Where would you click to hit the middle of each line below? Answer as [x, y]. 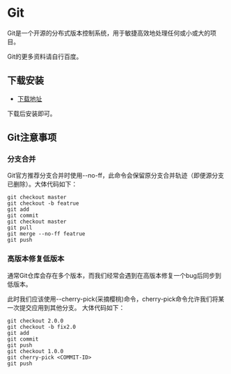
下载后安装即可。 [32, 114]
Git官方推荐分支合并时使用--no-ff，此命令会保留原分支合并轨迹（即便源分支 [116, 176]
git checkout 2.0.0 [35, 321]
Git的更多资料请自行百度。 [45, 56]
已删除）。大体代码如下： [42, 184]
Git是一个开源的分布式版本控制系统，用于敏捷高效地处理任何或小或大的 [109, 33]
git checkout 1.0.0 [35, 351]
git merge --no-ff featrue [46, 234]
